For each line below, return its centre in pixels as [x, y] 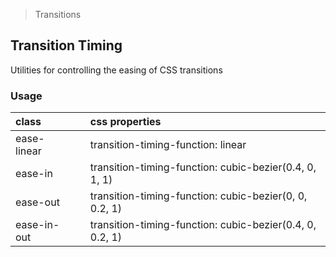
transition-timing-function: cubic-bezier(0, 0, [198, 196]
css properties [125, 122]
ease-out [37, 202]
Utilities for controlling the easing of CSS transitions [116, 70]
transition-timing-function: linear [168, 145]
